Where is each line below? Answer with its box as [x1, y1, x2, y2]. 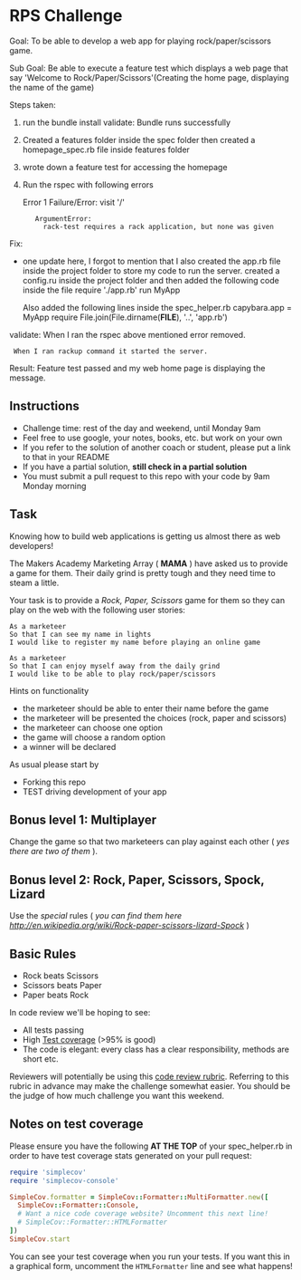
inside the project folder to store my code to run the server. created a [22, 265, 280, 276]
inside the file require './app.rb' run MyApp [22, 284, 181, 295]
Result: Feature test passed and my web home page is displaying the [9, 362, 266, 373]
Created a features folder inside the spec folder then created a [22, 134, 256, 145]
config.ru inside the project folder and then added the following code [22, 274, 280, 285]
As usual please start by [9, 758, 99, 770]
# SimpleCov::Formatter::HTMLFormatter [17, 1217, 168, 1227]
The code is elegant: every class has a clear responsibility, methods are [22, 1044, 289, 1054]
